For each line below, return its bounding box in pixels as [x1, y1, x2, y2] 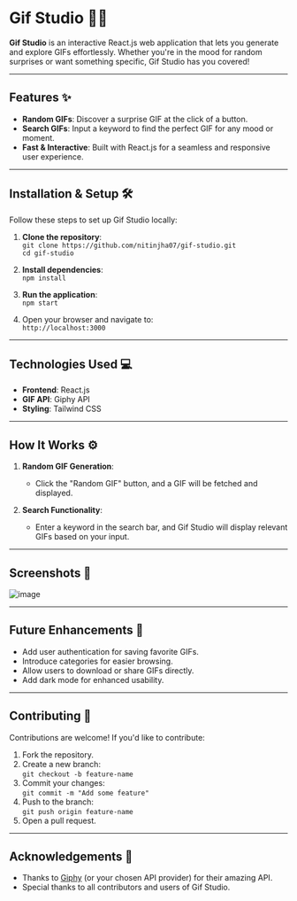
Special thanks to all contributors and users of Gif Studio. [21, 882, 231, 893]
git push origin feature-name [21, 807, 134, 816]
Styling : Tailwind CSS [21, 403, 102, 415]
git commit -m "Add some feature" [21, 788, 149, 797]
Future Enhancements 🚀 [9, 623, 144, 638]
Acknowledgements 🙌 [9, 850, 133, 865]
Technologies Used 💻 [9, 356, 133, 371]
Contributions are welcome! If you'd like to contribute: [9, 732, 205, 742]
